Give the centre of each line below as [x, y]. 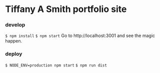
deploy [14, 54]
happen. [14, 41]
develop [15, 25]
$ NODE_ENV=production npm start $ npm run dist [56, 65]
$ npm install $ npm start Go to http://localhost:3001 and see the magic [80, 35]
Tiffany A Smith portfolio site [66, 9]
